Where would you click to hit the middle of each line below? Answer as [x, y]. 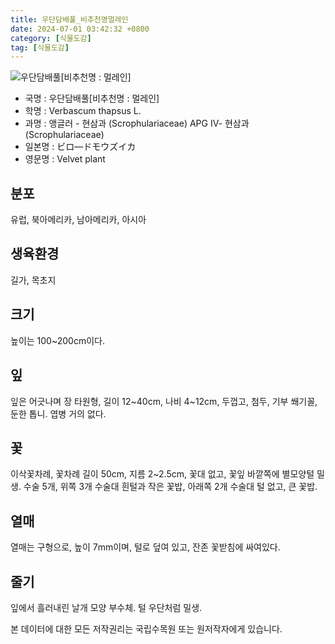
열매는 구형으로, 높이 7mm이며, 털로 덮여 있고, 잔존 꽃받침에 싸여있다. [145, 547]
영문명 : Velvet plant [65, 159]
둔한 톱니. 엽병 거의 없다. [58, 413]
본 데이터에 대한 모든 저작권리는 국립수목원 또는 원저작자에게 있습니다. [146, 628]
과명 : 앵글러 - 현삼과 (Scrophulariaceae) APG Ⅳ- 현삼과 [137, 123]
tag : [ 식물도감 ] [40, 47]
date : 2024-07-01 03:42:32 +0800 [80, 29]
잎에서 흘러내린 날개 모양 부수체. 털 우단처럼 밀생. [106, 607]
